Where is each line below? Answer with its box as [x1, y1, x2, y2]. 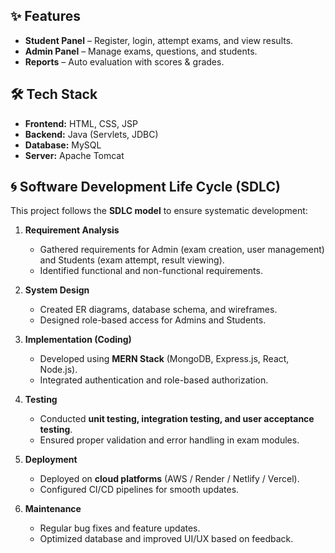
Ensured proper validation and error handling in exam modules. [39, 434, 300, 446]
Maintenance [24, 503, 82, 515]
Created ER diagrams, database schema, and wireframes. [39, 304, 278, 316]
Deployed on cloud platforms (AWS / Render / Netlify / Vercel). [39, 473, 300, 485]
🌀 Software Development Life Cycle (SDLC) [10, 179, 281, 196]
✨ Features [10, 8, 81, 25]
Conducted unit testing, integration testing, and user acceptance [39, 413, 315, 425]
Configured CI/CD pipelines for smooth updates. [39, 484, 240, 496]
